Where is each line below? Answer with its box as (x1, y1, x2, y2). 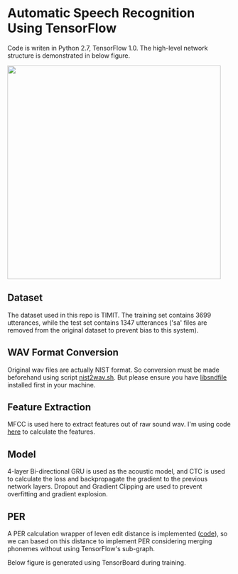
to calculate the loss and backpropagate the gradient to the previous (7, 475, 208, 484)
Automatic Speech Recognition (7, 5, 195, 21)
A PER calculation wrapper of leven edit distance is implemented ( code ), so (7, 529, 228, 538)
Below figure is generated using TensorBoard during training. (7, 558, 186, 567)
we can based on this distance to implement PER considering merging (7, 537, 212, 546)
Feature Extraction (7, 401, 91, 413)
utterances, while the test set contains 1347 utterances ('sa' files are (7, 318, 207, 327)
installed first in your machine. (7, 380, 96, 389)
